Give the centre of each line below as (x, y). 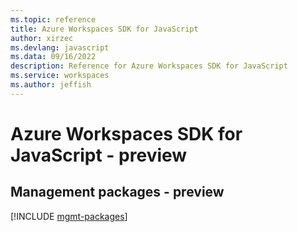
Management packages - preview (117, 192)
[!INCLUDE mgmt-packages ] (69, 216)
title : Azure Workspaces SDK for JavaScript (104, 29)
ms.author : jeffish (51, 85)
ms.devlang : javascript (60, 47)
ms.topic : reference (53, 19)
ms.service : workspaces (60, 76)
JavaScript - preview (99, 155)
